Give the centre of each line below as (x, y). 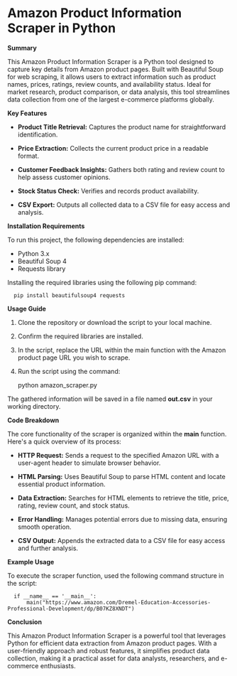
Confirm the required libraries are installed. (80, 336)
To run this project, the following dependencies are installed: (96, 240)
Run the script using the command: (69, 371)
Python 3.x (33, 253)
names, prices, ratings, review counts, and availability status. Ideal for (109, 84)
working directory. (34, 406)
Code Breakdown (33, 420)
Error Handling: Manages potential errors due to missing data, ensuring (122, 519)
